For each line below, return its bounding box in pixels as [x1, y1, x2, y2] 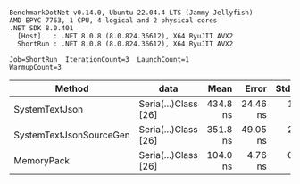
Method [54, 82, 89, 95]
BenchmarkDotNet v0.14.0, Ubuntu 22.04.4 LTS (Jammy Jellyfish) [9, 8, 254, 17]
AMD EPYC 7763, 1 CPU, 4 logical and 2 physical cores [9, 16, 218, 25]
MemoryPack [13, 155, 70, 166]
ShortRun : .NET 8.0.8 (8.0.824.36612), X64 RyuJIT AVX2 [17, 39, 234, 48]
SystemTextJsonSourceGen [13, 129, 131, 141]
